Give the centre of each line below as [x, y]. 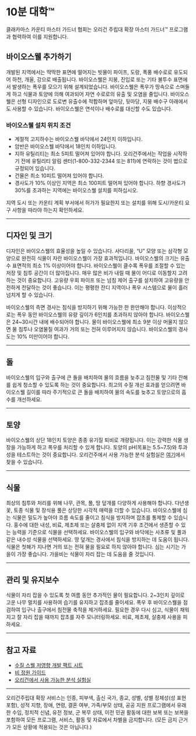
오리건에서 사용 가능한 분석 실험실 [53, 680]
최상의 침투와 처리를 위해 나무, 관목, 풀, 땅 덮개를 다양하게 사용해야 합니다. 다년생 [98, 503]
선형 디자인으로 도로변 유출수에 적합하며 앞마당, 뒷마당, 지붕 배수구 [92, 101]
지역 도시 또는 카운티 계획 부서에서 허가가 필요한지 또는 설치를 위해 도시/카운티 [95, 203]
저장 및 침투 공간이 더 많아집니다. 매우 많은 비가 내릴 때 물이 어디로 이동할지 [91, 273]
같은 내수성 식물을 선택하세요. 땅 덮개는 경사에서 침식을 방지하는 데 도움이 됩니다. [98, 539]
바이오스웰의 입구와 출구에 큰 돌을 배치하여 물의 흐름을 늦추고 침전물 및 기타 [92, 377]
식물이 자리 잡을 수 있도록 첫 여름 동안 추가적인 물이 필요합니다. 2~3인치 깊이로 [95, 595]
